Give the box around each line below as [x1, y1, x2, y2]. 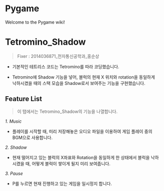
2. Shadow [5, 144, 27, 150]
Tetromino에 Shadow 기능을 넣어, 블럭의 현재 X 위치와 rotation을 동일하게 [12, 74, 155, 80]
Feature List [5, 95, 42, 103]
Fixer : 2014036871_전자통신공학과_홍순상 [17, 53, 100, 59]
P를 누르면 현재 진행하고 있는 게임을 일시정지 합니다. [12, 180, 112, 187]
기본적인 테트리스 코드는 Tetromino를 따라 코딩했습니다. [12, 63, 119, 69]
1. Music [5, 118, 22, 124]
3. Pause [5, 170, 23, 176]
